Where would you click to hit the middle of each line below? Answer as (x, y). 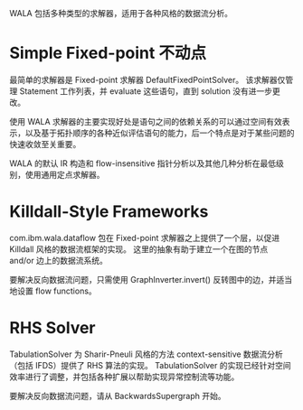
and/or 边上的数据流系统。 (59, 260)
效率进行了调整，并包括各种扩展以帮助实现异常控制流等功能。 (124, 377)
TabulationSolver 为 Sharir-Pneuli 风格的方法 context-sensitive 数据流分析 (146, 354)
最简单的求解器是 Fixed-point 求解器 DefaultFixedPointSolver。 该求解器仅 (147, 79)
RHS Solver (53, 328)
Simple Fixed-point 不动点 (108, 53)
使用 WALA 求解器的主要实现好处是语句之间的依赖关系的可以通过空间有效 (146, 121)
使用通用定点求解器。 (65, 174)
